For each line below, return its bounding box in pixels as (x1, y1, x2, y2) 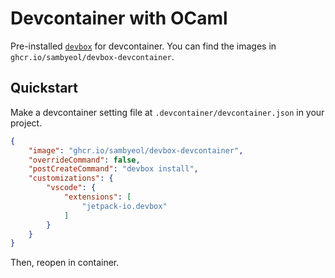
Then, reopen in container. (10, 257, 120, 269)
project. (10, 117, 43, 129)
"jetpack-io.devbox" (81, 201, 168, 211)
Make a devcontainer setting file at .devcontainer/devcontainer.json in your (10, 106, 325, 118)
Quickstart (10, 80, 79, 97)
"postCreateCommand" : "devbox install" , (28, 164, 199, 174)
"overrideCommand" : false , (28, 155, 141, 165)
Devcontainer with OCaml (10, 7, 228, 30)
